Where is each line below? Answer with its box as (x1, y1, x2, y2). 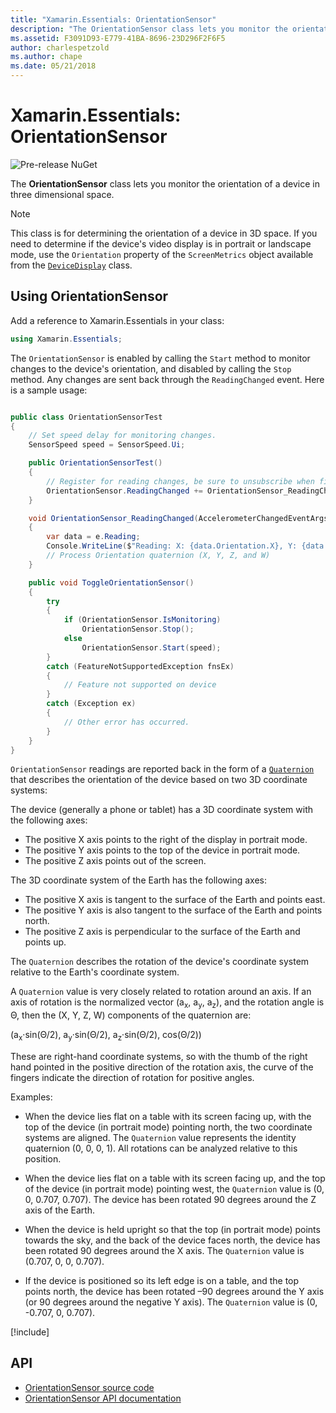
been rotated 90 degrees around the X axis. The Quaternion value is (24, 1244, 305, 1256)
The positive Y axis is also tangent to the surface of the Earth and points (24, 904, 323, 916)
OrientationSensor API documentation (24, 1392, 182, 1404)
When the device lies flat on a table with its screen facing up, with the (24, 1110, 312, 1122)
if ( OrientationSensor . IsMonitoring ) (63, 615, 222, 625)
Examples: (10, 1091, 53, 1103)
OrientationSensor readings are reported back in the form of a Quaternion (10, 763, 315, 775)
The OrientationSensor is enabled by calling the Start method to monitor (10, 352, 311, 364)
